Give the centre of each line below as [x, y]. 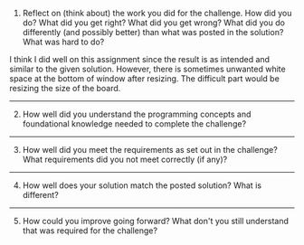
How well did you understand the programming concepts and [137, 114]
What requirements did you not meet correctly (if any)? [125, 159]
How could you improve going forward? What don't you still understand [156, 221]
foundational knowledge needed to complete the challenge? [134, 124]
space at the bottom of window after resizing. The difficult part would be [145, 79]
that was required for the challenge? [90, 231]
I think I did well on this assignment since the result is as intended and [139, 59]
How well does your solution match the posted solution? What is [142, 185]
